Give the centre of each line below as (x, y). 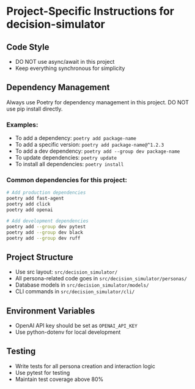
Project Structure (40, 257)
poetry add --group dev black (45, 232)
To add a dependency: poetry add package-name (75, 138)
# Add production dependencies (46, 193)
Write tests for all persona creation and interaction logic (85, 366)
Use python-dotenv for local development (68, 332)
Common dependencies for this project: (67, 180)
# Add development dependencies (47, 221)
